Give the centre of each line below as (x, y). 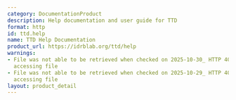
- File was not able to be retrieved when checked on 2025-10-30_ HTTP (114, 60)
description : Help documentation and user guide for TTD (92, 20)
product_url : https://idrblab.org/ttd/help (72, 46)
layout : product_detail (42, 86)
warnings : (22, 54)
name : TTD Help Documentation (52, 40)
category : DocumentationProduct (54, 14)
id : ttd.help (26, 33)
